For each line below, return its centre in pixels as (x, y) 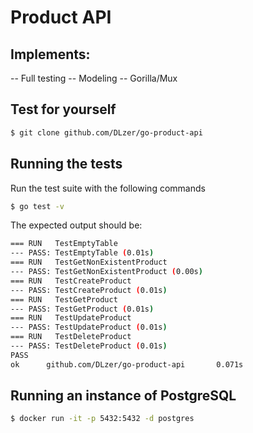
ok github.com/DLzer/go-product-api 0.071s (127, 364)
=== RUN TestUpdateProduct (71, 318)
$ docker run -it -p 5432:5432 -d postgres (102, 419)
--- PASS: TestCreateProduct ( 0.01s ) (89, 290)
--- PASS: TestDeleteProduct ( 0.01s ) (89, 346)
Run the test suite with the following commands (108, 188)
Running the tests (66, 164)
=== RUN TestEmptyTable (64, 244)
